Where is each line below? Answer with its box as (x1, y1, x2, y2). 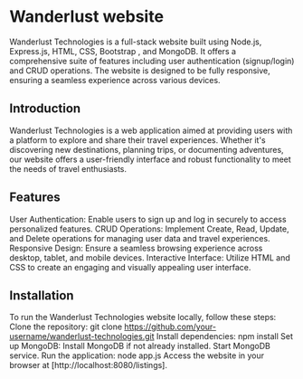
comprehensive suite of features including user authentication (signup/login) (9, 55, 295, 66)
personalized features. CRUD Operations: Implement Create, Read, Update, (9, 223, 289, 234)
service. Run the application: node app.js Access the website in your (9, 350, 265, 361)
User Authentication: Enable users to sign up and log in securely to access (9, 213, 287, 224)
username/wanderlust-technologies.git (9, 331, 155, 342)
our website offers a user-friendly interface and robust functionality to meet (9, 154, 291, 165)
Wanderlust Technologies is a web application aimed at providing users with (9, 125, 293, 136)
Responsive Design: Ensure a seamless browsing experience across (9, 242, 263, 253)
